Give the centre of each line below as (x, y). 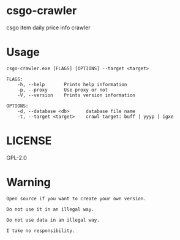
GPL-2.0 (17, 158)
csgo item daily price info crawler (48, 27)
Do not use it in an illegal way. (51, 209)
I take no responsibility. (41, 231)
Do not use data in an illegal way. (53, 220)
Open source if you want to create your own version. (77, 198)
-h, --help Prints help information (72, 84)
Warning (28, 182)
